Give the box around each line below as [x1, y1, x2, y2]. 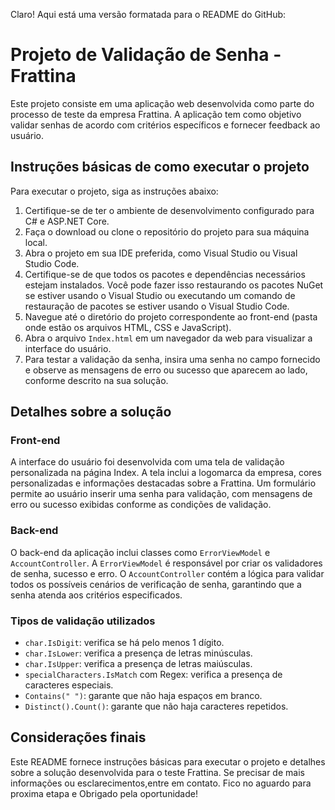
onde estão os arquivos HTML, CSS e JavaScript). [24, 321, 232, 333]
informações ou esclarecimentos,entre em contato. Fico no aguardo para [10, 777, 312, 789]
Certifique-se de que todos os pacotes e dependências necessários [24, 268, 306, 280]
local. [24, 236, 48, 248]
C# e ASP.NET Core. [24, 215, 110, 227]
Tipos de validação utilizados [10, 614, 156, 628]
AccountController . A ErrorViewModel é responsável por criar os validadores [10, 557, 323, 569]
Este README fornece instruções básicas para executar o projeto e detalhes [10, 755, 326, 768]
